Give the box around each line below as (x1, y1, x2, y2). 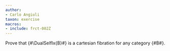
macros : (5, 21, 22, 27)
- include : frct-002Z (5, 26, 51, 31)
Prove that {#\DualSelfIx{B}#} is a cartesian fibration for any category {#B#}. (5, 40, 165, 46)
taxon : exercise (5, 17, 40, 22)
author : (5, 7, 22, 13)
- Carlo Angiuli (5, 12, 40, 17)
